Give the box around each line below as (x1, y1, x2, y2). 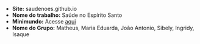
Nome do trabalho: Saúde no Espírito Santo (12, 11, 123, 19)
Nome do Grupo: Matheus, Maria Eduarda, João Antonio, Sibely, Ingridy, (12, 24, 195, 31)
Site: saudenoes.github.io (12, 5, 77, 12)
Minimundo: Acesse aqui (12, 18, 76, 25)
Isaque (12, 31, 29, 38)
